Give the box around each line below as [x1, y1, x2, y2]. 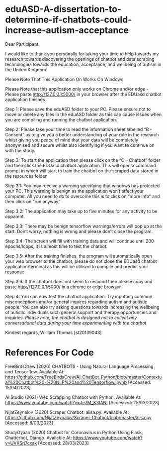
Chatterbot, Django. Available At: [5, 435, 72, 441]
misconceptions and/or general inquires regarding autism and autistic [5, 299, 148, 305]
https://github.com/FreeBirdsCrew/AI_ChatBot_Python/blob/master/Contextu [5, 374, 162, 380]
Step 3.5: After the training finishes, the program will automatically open [5, 253, 153, 259]
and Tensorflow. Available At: [5, 368, 65, 374]
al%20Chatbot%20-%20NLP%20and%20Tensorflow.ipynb [5, 379, 127, 385]
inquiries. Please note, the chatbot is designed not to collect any [5, 315, 137, 321]
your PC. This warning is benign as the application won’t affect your [5, 188, 144, 194]
